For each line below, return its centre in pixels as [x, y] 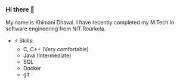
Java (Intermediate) [47, 55]
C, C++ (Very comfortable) [56, 49]
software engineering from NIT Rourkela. [56, 29]
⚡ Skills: [24, 41]
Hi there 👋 [20, 10]
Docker [32, 69]
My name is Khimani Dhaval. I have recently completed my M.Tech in [90, 23]
